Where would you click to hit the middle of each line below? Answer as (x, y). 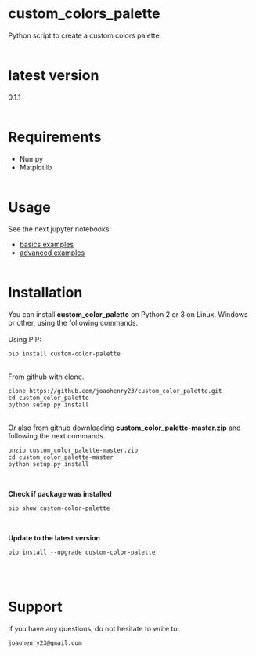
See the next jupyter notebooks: (60, 229)
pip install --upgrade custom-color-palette (82, 552)
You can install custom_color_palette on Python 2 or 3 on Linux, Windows (128, 314)
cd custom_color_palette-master (61, 457)
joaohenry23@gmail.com (45, 643)
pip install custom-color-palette (65, 354)
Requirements (55, 137)
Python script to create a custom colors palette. (85, 35)
